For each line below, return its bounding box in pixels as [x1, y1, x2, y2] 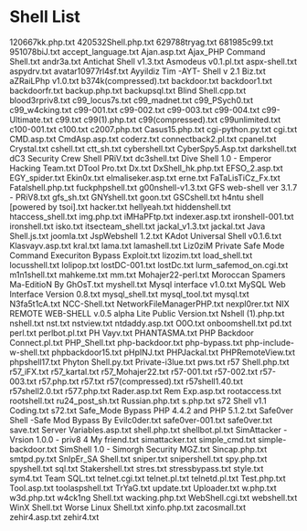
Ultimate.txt [9, 114, 53, 125]
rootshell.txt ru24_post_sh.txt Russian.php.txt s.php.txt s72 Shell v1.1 [9, 395, 267, 406]
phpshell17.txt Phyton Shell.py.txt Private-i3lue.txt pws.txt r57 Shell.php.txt [9, 356, 290, 367]
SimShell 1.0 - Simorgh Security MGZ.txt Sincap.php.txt [58, 443, 268, 454]
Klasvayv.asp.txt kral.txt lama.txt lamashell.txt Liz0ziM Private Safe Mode [9, 240, 285, 251]
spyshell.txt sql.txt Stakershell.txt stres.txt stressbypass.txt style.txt [9, 463, 264, 474]
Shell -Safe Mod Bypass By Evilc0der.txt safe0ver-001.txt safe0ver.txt [9, 414, 272, 425]
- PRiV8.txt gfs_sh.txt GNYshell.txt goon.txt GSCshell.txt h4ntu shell [9, 192, 264, 203]
